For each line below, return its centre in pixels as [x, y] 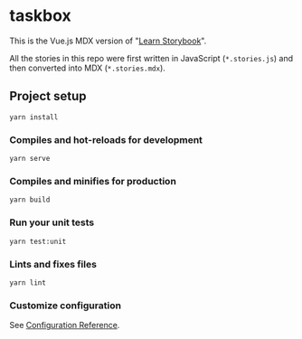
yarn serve [30, 159]
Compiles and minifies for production [93, 181]
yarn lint [28, 282]
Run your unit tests [52, 222]
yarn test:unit [38, 241]
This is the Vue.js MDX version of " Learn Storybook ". [108, 41]
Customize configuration [66, 306]
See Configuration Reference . [65, 325]
